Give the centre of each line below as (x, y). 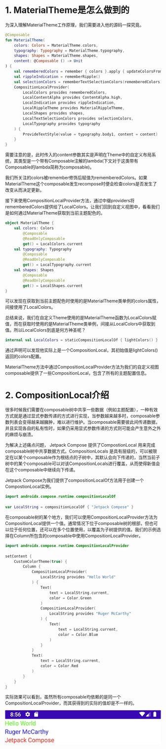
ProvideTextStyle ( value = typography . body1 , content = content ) (90, 134)
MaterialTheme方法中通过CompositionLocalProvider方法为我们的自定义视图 (82, 367)
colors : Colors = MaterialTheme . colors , (56, 45)
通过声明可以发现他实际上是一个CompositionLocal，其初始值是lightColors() (82, 350)
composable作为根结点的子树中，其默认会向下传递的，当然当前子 (93, 458)
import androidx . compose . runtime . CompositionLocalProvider (67, 546)
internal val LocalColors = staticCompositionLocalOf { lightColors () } (82, 340)
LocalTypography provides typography (62, 124)
